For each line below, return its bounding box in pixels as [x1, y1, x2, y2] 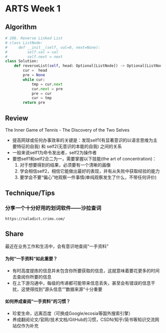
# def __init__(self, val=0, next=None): [5, 45, 100, 50]
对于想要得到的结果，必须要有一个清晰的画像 [19, 162, 111, 168]
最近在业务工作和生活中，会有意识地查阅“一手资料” [5, 243, 109, 249]
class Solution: [5, 59, 39, 64]
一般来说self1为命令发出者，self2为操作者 [12, 149, 97, 155]
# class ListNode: [5, 40, 43, 45]
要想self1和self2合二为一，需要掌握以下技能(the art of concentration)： [12, 155, 157, 161]
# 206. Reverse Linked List [5, 36, 63, 41]
